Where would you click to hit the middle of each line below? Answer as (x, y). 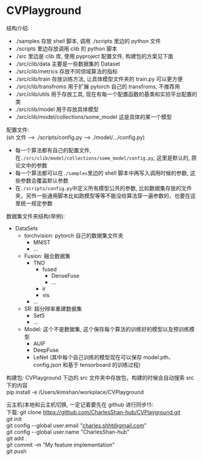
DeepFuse (46, 350)
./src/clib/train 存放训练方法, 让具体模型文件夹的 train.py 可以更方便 (99, 79)
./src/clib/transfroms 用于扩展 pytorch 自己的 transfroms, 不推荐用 (98, 86)
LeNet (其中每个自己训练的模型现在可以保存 (88, 357)
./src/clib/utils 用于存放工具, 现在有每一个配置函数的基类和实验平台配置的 (106, 94)
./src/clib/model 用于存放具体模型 (57, 109)
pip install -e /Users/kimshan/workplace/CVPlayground (75, 392)
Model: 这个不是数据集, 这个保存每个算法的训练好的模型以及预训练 (107, 329)
